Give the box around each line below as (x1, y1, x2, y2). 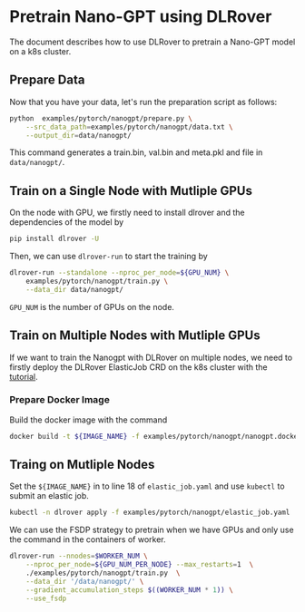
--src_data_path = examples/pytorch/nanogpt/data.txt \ (25, 122, 233, 131)
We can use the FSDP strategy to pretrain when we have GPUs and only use (9, 524, 294, 536)
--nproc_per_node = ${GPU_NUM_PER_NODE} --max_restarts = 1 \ (25, 560, 254, 569)
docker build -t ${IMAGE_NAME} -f (9, 432, 141, 441)
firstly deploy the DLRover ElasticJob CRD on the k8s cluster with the (9, 361, 268, 373)
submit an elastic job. (9, 491, 89, 501)
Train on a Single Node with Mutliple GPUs (9, 183, 252, 199)
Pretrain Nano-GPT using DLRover (9, 6, 272, 27)
